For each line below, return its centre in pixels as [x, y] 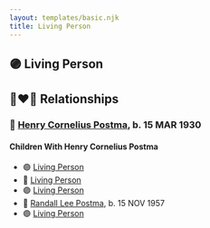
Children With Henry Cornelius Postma [84, 147]
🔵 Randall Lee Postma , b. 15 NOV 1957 [94, 204]
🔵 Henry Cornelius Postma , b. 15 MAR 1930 [105, 125]
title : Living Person [50, 26]
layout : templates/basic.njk [64, 18]
